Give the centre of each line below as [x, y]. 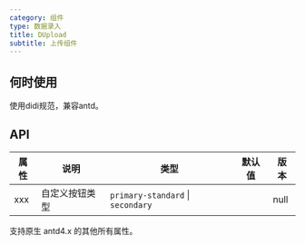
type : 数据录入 [35, 26]
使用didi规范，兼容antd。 [57, 106]
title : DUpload [38, 34]
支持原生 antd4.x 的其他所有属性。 [74, 230]
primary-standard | [150, 194]
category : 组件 [37, 18]
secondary [131, 205]
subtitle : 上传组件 [44, 43]
